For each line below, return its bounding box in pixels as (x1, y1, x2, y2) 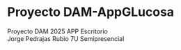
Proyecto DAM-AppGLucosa (7, 4, 175, 20)
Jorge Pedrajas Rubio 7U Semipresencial (7, 34, 125, 42)
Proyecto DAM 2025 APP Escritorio (7, 27, 108, 35)
